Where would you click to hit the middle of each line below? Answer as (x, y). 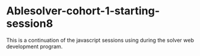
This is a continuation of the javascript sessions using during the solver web (100, 40)
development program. (35, 46)
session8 (30, 24)
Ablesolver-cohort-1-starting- (83, 11)
